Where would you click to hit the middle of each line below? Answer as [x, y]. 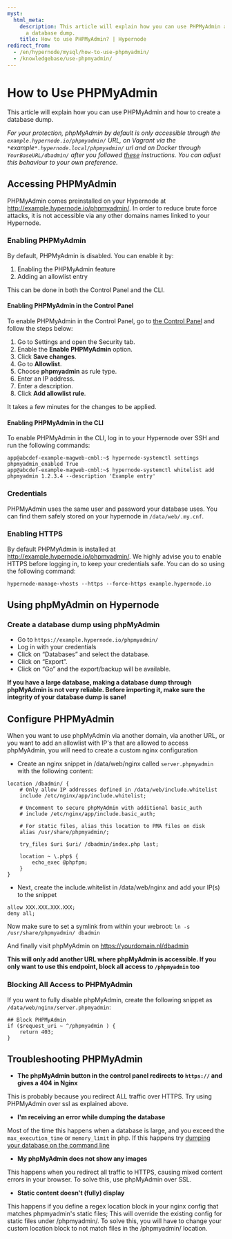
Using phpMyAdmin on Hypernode [83, 605]
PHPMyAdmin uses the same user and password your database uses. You [112, 509]
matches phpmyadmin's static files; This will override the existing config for [115, 1214]
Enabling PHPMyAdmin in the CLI [56, 422]
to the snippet [37, 895]
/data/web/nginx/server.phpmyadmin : [59, 1007]
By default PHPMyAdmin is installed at [61, 549]
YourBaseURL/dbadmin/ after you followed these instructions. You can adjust [114, 155]
